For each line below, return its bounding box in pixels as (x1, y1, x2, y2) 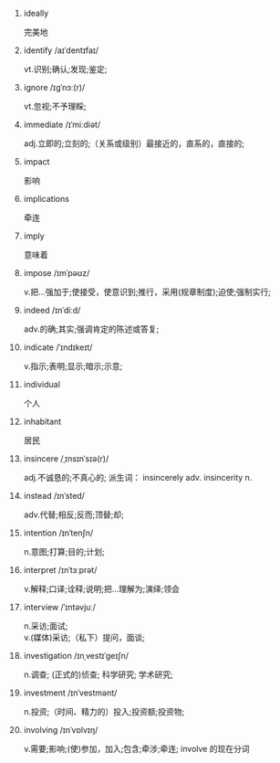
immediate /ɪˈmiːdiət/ (23, 119, 101, 130)
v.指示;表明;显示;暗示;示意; (23, 361, 123, 371)
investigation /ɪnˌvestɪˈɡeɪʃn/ (23, 651, 129, 661)
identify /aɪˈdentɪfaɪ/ (23, 45, 99, 56)
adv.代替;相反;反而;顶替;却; (23, 509, 124, 520)
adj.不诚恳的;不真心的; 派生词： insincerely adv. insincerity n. (23, 472, 253, 482)
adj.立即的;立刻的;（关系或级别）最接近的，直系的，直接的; (23, 138, 245, 149)
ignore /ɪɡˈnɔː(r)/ (23, 82, 86, 92)
